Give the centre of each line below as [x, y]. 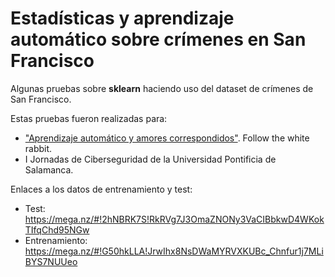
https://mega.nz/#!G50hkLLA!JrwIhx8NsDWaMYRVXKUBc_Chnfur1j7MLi [174, 251]
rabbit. [38, 148]
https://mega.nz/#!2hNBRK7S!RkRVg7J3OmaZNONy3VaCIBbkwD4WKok [174, 219]
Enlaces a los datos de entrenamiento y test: [101, 189]
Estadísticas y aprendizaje [122, 18]
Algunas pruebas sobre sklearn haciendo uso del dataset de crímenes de [162, 88]
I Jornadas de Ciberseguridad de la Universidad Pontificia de [150, 159]
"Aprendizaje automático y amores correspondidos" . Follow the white [167, 138]
